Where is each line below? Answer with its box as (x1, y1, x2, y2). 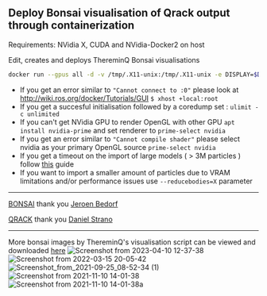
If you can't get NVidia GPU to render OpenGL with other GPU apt (19, 117, 235, 126)
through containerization (8, 19, 135, 33)
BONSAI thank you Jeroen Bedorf (8, 198, 118, 209)
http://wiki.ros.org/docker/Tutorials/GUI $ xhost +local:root (19, 93, 219, 102)
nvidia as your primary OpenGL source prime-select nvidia (19, 142, 216, 152)
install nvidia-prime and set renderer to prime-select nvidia (19, 125, 226, 135)
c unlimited (19, 110, 60, 118)
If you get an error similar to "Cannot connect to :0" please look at (19, 85, 239, 94)
